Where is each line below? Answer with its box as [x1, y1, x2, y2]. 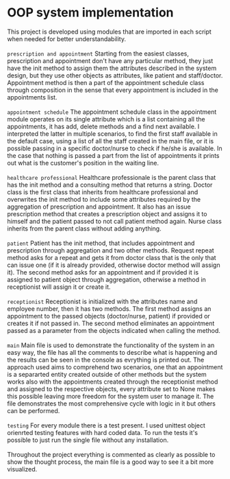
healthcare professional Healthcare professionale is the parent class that [7, 173, 216, 181]
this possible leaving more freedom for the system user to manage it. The [7, 392, 214, 400]
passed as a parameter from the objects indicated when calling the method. [7, 326, 221, 334]
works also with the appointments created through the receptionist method [7, 377, 218, 386]
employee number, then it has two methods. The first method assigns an [7, 304, 212, 313]
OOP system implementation [7, 5, 174, 21]
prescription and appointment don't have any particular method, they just [7, 56, 214, 65]
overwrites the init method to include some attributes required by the [7, 195, 201, 203]
